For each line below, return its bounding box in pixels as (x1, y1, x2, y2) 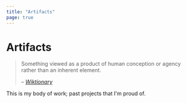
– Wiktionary (21, 78, 53, 86)
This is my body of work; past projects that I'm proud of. (6, 90, 146, 97)
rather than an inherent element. (21, 67, 101, 74)
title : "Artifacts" (6, 8, 55, 15)
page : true (6, 14, 34, 20)
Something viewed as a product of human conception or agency (21, 60, 181, 67)
